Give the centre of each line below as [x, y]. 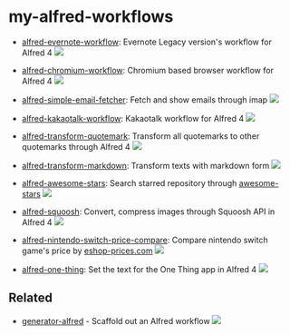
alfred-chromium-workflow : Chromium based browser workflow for [147, 70]
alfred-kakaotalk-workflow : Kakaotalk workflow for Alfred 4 [133, 118]
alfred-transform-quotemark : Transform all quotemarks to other [140, 136]
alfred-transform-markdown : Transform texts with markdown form [145, 165]
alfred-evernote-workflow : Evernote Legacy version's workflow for [147, 42]
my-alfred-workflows [91, 17]
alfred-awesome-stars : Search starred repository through [129, 182]
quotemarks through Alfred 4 [76, 146]
